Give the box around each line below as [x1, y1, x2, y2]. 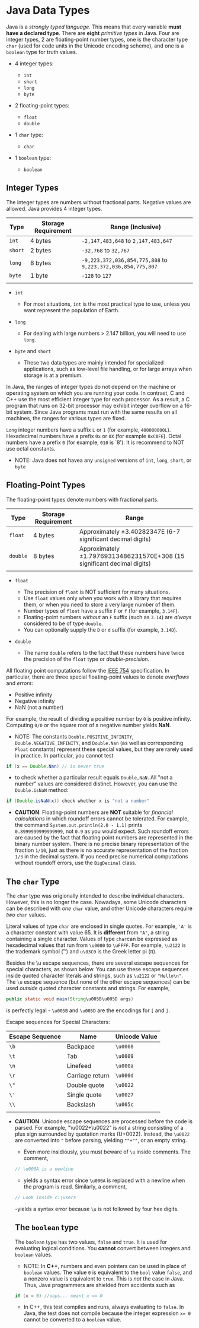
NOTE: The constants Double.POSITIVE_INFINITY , [14, 733, 134, 740]
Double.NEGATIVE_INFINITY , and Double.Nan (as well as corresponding [14, 739, 184, 746]
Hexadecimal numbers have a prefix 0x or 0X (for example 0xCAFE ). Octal [6, 432, 182, 439]
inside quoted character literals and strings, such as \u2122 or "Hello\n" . [6, 972, 184, 980]
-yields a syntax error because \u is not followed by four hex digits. [14, 1205, 179, 1212]
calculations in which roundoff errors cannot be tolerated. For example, [14, 815, 190, 822]
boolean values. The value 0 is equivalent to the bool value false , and [23, 1269, 192, 1276]
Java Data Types [6, 4, 90, 17]
